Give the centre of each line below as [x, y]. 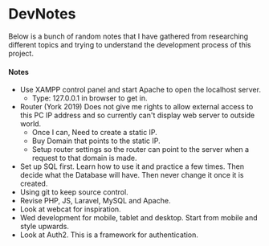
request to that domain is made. [85, 158]
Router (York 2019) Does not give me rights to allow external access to [137, 107]
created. [34, 184]
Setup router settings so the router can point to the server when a [141, 150]
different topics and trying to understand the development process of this [130, 44]
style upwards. [45, 227]
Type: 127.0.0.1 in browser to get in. [90, 98]
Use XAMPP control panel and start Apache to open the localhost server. [140, 90]
